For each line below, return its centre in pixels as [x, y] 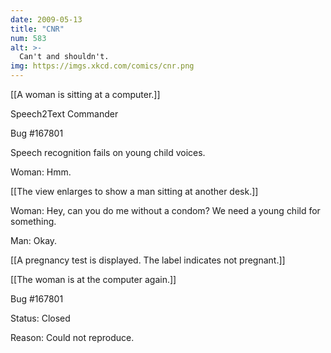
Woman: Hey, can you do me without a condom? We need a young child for [165, 210]
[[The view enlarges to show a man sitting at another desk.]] [134, 191]
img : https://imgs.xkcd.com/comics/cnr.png [102, 66]
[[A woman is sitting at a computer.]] [85, 94]
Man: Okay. [34, 240]
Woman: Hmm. [41, 172]
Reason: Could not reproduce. [72, 337]
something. [33, 221]
